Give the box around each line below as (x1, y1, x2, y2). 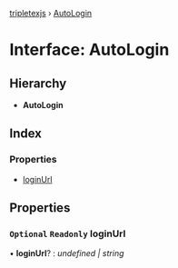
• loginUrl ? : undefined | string (9, 248, 124, 259)
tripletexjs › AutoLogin (9, 8, 93, 18)
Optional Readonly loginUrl (9, 227, 126, 240)
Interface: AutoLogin (9, 40, 170, 60)
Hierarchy (9, 75, 67, 91)
